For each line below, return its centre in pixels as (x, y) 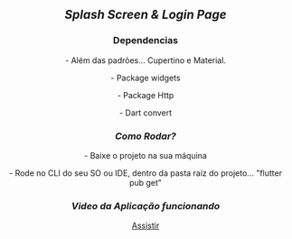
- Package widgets (146, 78)
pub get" (146, 182)
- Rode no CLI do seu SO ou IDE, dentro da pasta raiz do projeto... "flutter (146, 173)
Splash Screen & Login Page (146, 15)
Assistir (146, 225)
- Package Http (146, 95)
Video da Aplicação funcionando (146, 206)
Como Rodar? (146, 136)
